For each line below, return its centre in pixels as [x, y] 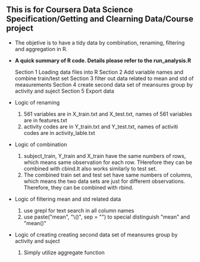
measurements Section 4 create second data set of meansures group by [104, 84]
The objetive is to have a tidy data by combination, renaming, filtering [100, 42]
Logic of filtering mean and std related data [68, 199]
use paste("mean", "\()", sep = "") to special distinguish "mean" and [107, 217]
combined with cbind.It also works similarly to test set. [90, 168]
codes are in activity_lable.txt [59, 132]
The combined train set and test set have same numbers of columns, [108, 175]
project [20, 28]
